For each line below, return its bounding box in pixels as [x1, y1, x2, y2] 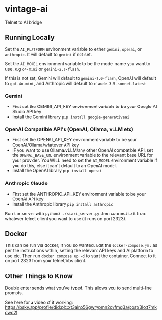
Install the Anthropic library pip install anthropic [12, 201, 113, 207]
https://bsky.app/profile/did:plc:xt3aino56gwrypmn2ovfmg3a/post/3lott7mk [5, 305, 157, 310]
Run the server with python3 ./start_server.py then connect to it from [5, 211, 146, 216]
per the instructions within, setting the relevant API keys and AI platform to [5, 248, 154, 254]
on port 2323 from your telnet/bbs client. [5, 258, 87, 264]
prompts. [5, 290, 23, 296]
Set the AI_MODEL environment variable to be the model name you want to [5, 61, 151, 66]
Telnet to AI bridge [5, 19, 42, 25]
